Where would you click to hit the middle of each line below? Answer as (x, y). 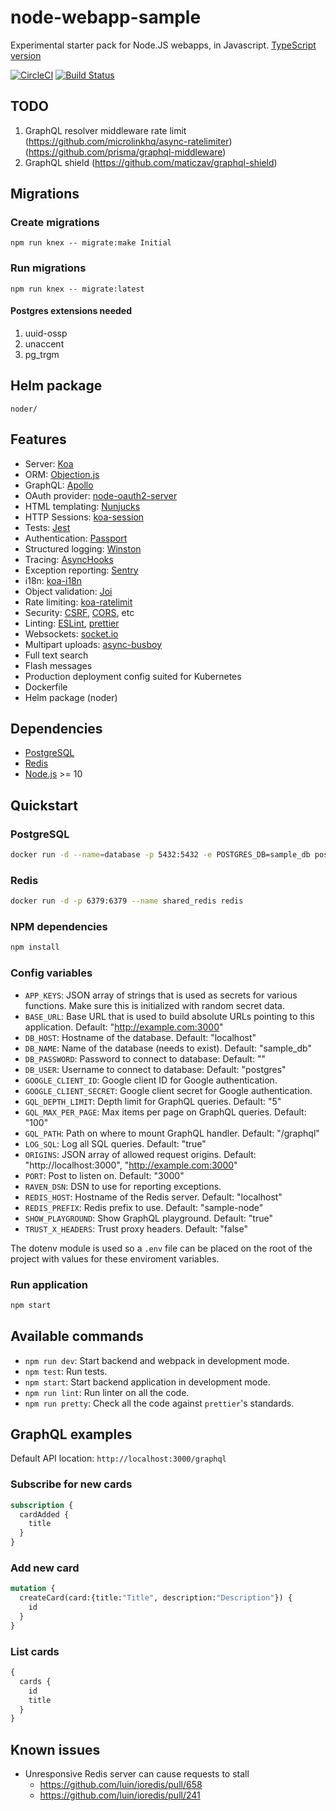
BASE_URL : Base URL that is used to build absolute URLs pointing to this (169, 1016)
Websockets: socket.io (71, 633)
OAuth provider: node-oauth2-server (101, 495)
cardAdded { (44, 1514)
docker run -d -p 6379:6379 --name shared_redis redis (127, 901)
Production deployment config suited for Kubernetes (133, 676)
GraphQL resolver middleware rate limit (105, 130)
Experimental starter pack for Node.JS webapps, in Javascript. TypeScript (163, 45)
